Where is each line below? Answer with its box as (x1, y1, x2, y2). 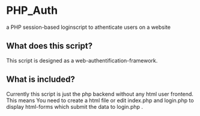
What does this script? (6, 41, 93, 51)
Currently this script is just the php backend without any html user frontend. (6, 90, 194, 97)
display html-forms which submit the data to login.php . (6, 103, 143, 110)
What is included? (6, 75, 75, 85)
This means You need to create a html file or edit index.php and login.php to (6, 97, 194, 104)
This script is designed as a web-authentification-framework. (6, 56, 158, 64)
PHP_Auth (6, 4, 58, 17)
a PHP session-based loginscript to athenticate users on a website (6, 23, 171, 31)
